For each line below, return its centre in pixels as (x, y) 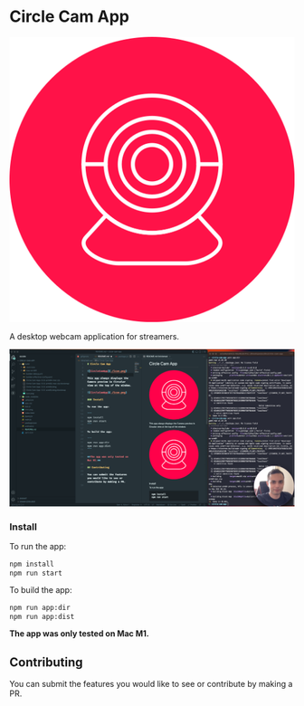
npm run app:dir (40, 608)
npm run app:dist (42, 617)
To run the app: (38, 547)
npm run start (36, 573)
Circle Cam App (69, 17)
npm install (32, 564)
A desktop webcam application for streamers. (94, 336)
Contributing (46, 662)
